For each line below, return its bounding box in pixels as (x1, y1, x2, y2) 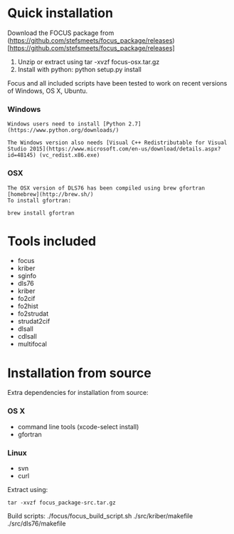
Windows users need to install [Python (7, 120, 126, 128)
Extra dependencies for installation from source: (7, 389, 149, 397)
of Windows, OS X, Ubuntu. (7, 86, 88, 95)
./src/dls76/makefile (7, 519, 66, 528)
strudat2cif (17, 317, 50, 326)
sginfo (17, 272, 37, 280)
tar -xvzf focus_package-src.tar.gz (7, 499, 116, 506)
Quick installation (7, 5, 114, 21)
